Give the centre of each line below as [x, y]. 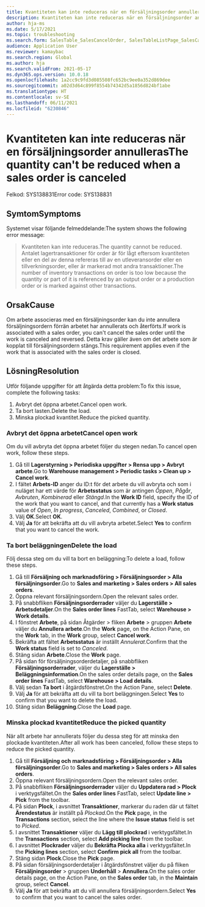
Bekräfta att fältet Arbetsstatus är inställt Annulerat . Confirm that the [101, 642]
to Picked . [28, 826]
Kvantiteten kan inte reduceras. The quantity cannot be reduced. [102, 247]
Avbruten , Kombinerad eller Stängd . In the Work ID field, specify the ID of [107, 497]
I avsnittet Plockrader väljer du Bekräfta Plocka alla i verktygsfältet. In [103, 845]
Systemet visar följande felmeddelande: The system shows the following [97, 228]
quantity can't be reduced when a [94, 165]
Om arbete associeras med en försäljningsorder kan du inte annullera [93, 320]
